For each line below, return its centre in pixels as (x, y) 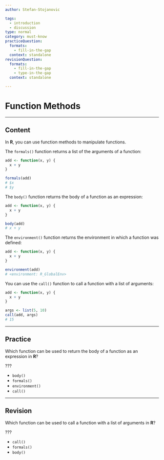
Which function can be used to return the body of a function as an (72, 351)
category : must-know (26, 37)
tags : (10, 18)
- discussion (23, 27)
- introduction (25, 23)
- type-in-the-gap (32, 73)
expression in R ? (22, 356)
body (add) (15, 224)
